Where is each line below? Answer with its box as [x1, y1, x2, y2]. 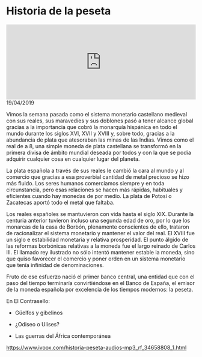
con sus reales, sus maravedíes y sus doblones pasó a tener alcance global [6, 117, 194, 124]
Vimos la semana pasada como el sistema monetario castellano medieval [6, 110, 188, 118]
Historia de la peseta [6, 4, 111, 18]
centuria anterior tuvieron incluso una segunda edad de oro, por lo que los [6, 217, 191, 224]
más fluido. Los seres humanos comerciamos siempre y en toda [6, 179, 165, 187]
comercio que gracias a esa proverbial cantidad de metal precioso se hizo [6, 173, 189, 181]
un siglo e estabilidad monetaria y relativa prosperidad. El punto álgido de [6, 236, 188, 243]
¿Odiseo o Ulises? [14, 320, 60, 328]
